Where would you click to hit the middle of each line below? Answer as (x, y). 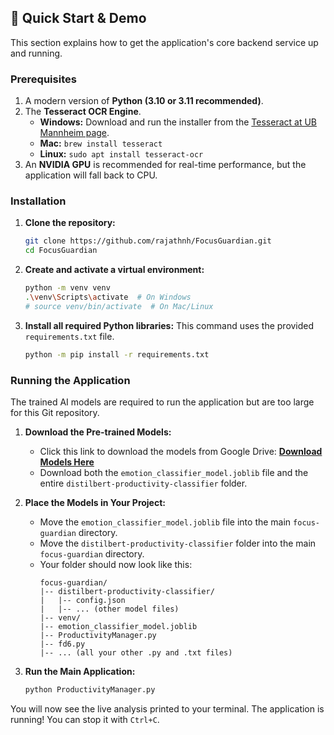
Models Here (67, 462)
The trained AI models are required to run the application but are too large (162, 402)
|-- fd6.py (62, 644)
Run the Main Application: (80, 671)
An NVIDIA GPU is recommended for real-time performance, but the (165, 165)
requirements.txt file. (69, 336)
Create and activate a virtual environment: (114, 270)
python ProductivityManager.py (90, 689)
